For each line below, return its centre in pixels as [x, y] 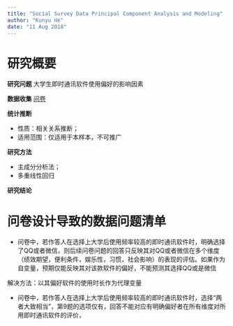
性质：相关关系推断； [48, 128]
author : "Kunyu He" [36, 20]
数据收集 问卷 [27, 99]
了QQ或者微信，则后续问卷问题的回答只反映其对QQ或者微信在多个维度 [118, 251]
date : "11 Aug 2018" [37, 27]
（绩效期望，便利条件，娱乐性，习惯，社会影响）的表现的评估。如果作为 [121, 260]
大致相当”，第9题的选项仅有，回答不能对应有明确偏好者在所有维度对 [121, 306]
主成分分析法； [39, 167]
